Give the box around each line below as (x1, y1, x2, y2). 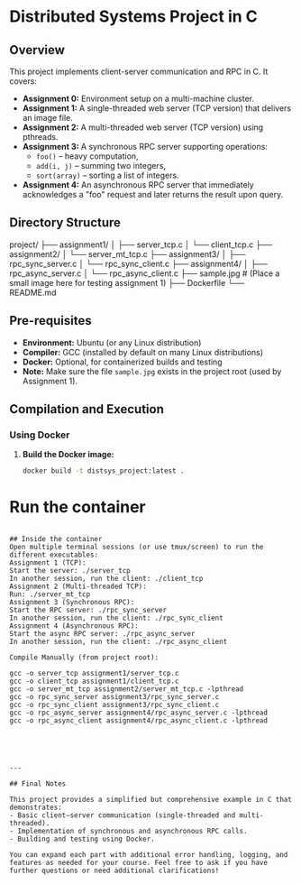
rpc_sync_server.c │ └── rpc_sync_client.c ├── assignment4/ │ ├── (9, 258, 269, 269)
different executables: (9, 550, 99, 560)
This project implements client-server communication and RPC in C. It (9, 66, 269, 77)
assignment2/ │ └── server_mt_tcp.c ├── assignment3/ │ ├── (9, 248, 246, 259)
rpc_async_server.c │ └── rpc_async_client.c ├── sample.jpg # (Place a (9, 268, 280, 279)
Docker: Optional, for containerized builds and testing (22, 356, 223, 367)
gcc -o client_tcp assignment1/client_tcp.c (9, 677, 179, 686)
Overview (9, 42, 66, 58)
